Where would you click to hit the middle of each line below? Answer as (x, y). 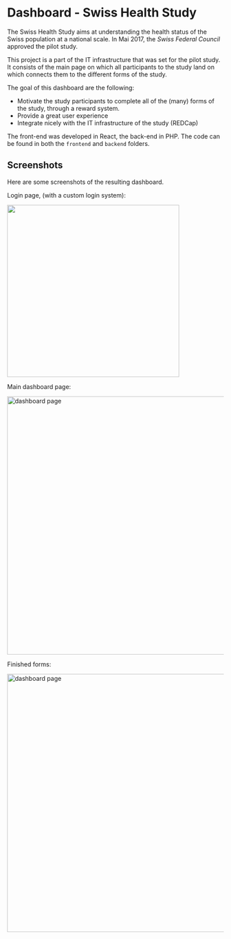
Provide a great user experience (63, 116)
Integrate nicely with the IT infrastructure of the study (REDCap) (108, 123)
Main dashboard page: (39, 386)
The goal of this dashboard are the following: (71, 87)
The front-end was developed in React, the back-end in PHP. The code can (114, 136)
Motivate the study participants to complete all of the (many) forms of (115, 101)
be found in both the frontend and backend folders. (78, 143)
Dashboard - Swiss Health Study (102, 13)
